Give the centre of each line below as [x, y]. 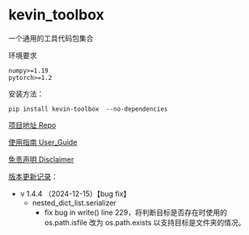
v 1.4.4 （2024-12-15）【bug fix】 [75, 193]
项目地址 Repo [32, 125]
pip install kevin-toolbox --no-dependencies [88, 109]
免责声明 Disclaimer [41, 159]
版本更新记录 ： [33, 176]
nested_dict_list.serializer [74, 203]
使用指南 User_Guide [43, 142]
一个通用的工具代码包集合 [51, 38]
